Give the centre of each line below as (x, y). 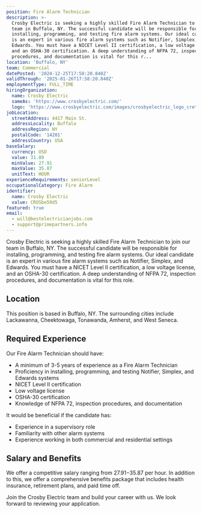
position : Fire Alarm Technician (48, 12)
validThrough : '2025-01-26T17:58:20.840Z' (60, 79)
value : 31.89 (28, 157)
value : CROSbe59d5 (35, 202)
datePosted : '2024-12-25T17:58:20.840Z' (58, 73)
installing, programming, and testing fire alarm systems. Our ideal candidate (100, 254)
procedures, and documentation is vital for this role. (70, 280)
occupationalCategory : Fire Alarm (50, 185)
